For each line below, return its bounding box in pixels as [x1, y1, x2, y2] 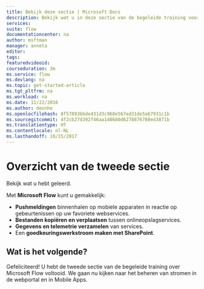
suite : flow [6, 26, 36, 32]
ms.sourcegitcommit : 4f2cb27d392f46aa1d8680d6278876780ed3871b [6, 116, 170, 122]
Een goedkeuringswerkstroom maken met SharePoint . [15, 229, 155, 236]
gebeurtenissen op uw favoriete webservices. [15, 209, 130, 217]
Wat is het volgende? [6, 247, 88, 257]
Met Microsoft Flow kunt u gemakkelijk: [6, 191, 106, 198]
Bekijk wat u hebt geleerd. [6, 179, 72, 187]
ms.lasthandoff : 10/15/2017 [6, 133, 78, 140]
